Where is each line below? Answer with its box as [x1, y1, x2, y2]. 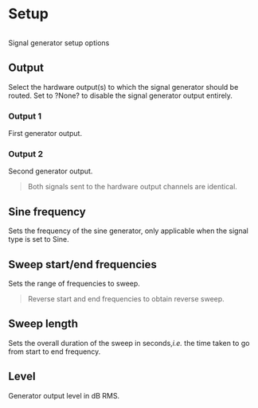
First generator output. [8, 129, 82, 138]
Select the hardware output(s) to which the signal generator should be [8, 82, 239, 91]
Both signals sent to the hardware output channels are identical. [27, 182, 237, 192]
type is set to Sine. [8, 235, 69, 244]
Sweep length [8, 317, 78, 331]
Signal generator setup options [8, 37, 110, 48]
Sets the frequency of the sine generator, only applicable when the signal [8, 226, 248, 235]
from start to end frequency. [8, 347, 101, 356]
